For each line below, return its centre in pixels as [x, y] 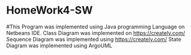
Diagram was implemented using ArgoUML [59, 46]
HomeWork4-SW [50, 10]
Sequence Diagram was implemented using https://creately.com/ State [94, 39]
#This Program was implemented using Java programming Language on [95, 27]
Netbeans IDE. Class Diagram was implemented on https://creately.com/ [95, 33]
